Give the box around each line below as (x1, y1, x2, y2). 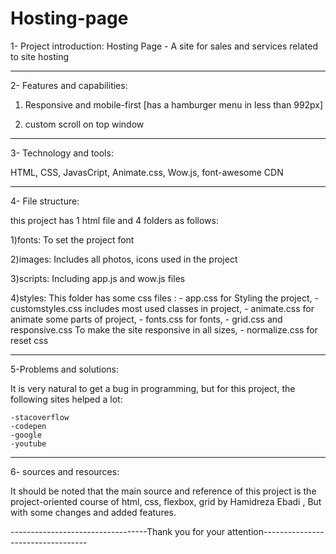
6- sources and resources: (10, 465, 120, 477)
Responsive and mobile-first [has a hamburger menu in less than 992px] (24, 98, 324, 111)
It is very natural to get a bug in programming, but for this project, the (10, 382, 296, 394)
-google (10, 430, 43, 440)
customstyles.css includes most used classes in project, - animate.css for (10, 302, 315, 314)
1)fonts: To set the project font (10, 233, 135, 246)
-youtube (10, 438, 47, 449)
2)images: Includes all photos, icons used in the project (10, 253, 238, 265)
